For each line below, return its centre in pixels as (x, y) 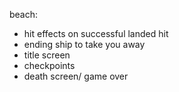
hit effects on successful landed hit (96, 33)
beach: (24, 14)
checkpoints (49, 65)
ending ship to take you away (84, 44)
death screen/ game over (76, 76)
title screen (47, 55)
